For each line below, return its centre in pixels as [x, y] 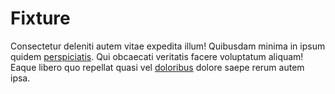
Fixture [40, 18]
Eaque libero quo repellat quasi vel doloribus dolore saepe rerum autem [157, 67]
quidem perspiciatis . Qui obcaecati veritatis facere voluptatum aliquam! [157, 56]
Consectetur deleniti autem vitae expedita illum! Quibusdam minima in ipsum [168, 46]
